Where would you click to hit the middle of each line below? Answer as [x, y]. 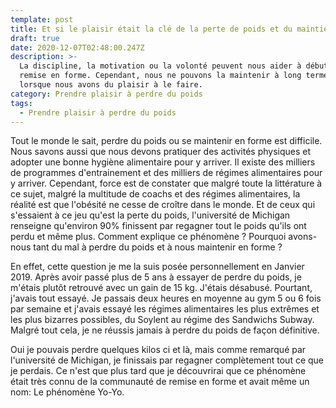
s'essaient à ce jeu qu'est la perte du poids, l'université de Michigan [150, 215]
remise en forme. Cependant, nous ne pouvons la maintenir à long [160, 76]
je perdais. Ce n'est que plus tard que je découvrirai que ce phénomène [158, 371]
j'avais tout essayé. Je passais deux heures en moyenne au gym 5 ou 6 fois [166, 298]
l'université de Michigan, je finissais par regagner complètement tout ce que [167, 360]
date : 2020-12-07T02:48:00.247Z [77, 47]
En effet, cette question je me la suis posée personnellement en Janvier [157, 267]
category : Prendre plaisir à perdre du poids [106, 94]
